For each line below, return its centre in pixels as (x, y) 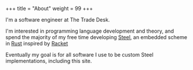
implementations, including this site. (49, 61)
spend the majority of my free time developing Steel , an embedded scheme (96, 37)
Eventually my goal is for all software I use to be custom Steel (80, 55)
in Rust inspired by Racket (37, 43)
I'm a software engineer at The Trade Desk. (58, 20)
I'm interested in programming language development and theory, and (90, 31)
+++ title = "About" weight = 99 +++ (49, 8)
